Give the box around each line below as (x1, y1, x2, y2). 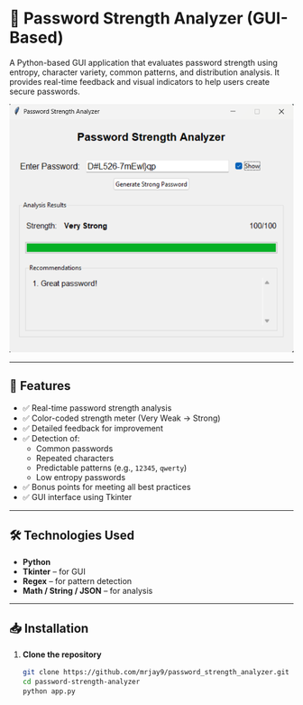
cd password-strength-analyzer (22, 677, 141, 687)
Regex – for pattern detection (22, 575, 133, 586)
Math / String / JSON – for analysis (22, 585, 153, 596)
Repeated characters (35, 452, 115, 463)
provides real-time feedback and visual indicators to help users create (9, 76, 271, 87)
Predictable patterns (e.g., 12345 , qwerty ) (35, 462, 188, 473)
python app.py (22, 687, 76, 696)
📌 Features (9, 378, 71, 394)
